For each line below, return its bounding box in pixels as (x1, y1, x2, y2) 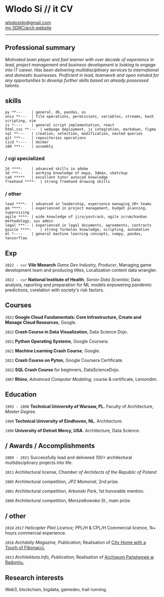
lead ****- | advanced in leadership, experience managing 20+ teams (5, 201, 152, 206)
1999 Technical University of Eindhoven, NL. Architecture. (5, 418, 123, 424)
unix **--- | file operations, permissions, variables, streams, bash (5, 114, 154, 119)
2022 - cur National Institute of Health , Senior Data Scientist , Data (5, 276, 141, 282)
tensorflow (5, 236, 27, 241)
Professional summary (5, 44, 76, 52)
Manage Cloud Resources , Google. (5, 319, 77, 325)
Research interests (5, 574, 64, 582)
